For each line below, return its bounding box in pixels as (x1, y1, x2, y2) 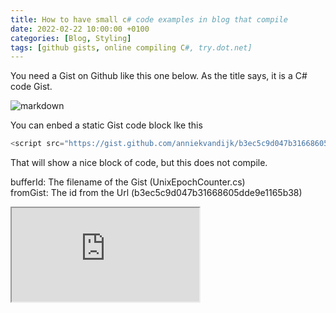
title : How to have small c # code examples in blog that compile (10, 14, 288, 25)
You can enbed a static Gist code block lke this (10, 119, 203, 131)
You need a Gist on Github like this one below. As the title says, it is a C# (10, 70, 308, 82)
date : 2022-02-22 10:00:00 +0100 (10, 24, 150, 34)
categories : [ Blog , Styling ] (10, 33, 132, 43)
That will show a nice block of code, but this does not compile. (10, 157, 268, 169)
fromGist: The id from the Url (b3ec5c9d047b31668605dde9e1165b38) (10, 187, 303, 199)
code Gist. (10, 81, 53, 93)
